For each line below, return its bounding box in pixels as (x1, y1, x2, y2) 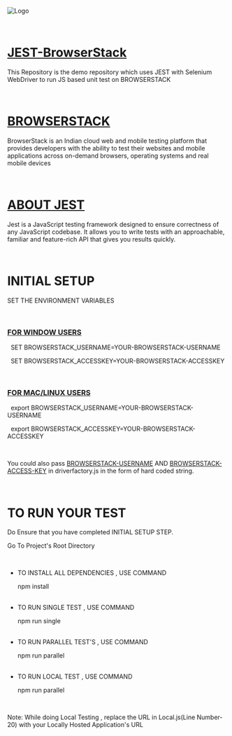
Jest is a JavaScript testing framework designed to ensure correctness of (7, 220, 219, 228)
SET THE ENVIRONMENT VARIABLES (7, 296, 115, 305)
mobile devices (7, 158, 51, 167)
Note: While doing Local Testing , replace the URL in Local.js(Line (7, 713, 196, 721)
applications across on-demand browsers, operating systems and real (7, 151, 209, 160)
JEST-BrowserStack (7, 45, 127, 61)
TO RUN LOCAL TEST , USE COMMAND (17, 672, 133, 681)
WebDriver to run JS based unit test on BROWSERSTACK (7, 75, 171, 83)
